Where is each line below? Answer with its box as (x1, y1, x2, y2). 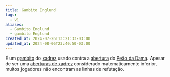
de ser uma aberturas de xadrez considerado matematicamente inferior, (5, 60, 157, 67)
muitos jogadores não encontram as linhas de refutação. (5, 66, 124, 72)
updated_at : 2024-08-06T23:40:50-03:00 (5, 41, 91, 46)
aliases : (5, 22, 24, 27)
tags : (5, 12, 17, 17)
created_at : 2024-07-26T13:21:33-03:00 (5, 36, 91, 42)
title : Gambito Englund (5, 7, 56, 13)
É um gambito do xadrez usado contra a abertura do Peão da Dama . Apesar (5, 55, 165, 61)
